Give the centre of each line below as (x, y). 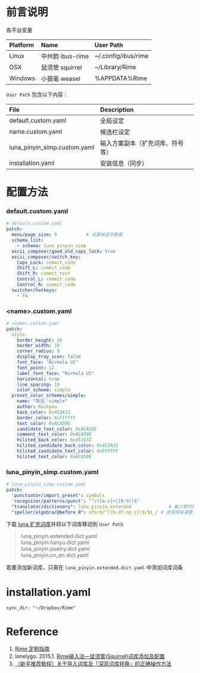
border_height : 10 (40, 340)
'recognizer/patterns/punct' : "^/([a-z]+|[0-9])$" (76, 501)
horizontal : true (38, 379)
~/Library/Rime (115, 67)
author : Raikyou (37, 407)
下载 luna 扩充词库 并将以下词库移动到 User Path (65, 524)
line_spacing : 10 (38, 385)
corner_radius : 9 (38, 351)
